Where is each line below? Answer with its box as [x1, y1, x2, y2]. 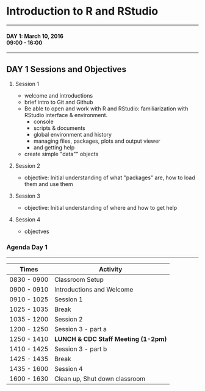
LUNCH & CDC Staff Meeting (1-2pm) [54, 335, 167, 343]
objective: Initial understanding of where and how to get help [24, 204, 178, 211]
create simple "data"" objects [24, 150, 99, 157]
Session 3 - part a [54, 325, 107, 334]
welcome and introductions [24, 91, 93, 99]
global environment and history [33, 131, 112, 138]
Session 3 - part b [54, 345, 107, 353]
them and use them [24, 180, 73, 187]
